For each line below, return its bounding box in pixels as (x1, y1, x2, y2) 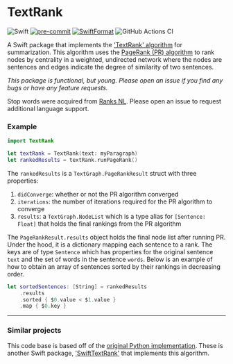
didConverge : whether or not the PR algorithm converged (17, 190, 179, 198)
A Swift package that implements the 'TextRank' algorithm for (7, 40, 182, 49)
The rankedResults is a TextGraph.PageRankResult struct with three (7, 169, 197, 177)
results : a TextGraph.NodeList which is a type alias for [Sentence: (17, 212, 206, 220)
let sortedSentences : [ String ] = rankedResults (7, 283, 148, 290)
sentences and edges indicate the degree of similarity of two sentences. (7, 63, 214, 71)
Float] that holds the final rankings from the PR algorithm (17, 220, 182, 228)
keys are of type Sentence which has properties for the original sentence (7, 247, 214, 256)
